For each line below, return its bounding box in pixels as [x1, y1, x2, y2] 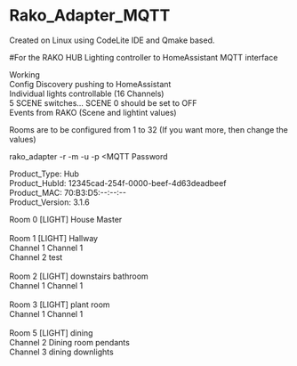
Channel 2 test [9, 251, 63, 263]
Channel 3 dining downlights [9, 346, 114, 357]
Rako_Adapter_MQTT [9, 5, 171, 26]
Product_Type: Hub [9, 168, 80, 179]
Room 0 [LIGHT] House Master [9, 214, 123, 224]
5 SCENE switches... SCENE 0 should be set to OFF [9, 97, 197, 108]
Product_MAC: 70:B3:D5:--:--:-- [9, 187, 127, 198]
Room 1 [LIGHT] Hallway [9, 232, 99, 243]
